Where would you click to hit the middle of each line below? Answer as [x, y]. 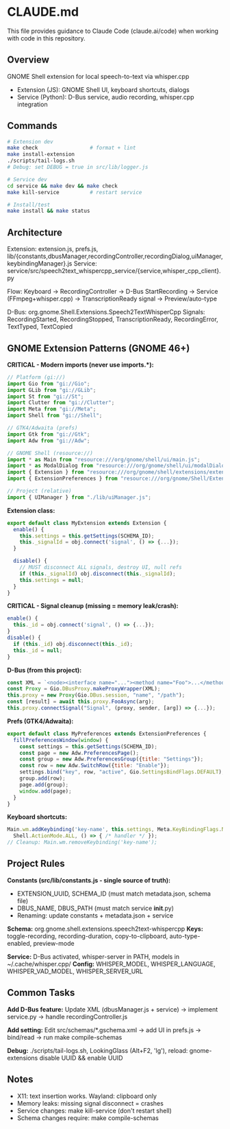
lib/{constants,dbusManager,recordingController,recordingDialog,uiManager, [115, 256]
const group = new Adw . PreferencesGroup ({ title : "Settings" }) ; [112, 759]
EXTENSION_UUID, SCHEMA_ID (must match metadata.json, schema [114, 894]
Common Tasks [41, 993]
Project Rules [36, 864]
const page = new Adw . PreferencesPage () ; [79, 753]
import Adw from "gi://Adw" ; [49, 441]
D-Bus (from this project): [44, 670]
